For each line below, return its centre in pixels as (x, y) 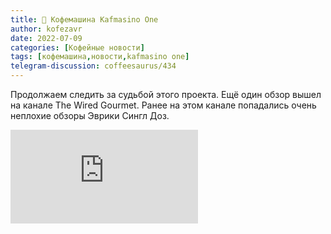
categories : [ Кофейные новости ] (77, 47)
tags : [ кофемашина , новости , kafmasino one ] (100, 57)
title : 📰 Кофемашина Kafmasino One (84, 19)
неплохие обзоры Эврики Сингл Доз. (90, 115)
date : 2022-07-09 (46, 38)
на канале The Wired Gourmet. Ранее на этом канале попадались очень (163, 105)
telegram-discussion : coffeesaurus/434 (93, 66)
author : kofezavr (46, 29)
